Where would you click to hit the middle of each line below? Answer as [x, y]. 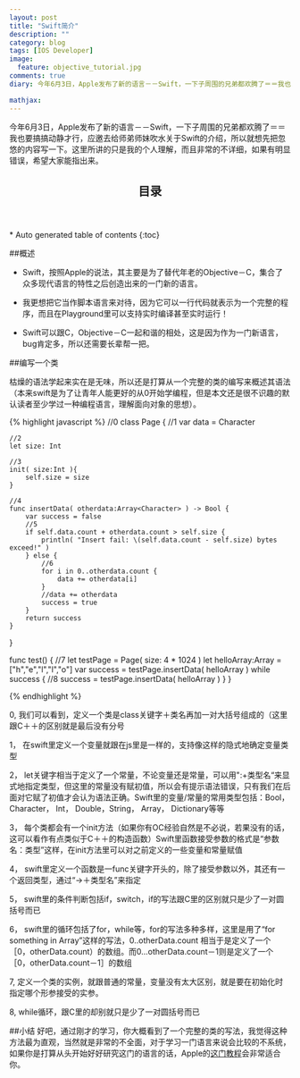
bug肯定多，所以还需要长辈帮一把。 [88, 343]
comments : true [37, 76]
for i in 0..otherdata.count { [100, 571]
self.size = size [58, 477]
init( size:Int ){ [43, 469]
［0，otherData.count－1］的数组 [71, 963]
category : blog [37, 42]
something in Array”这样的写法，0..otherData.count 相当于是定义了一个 [140, 940]
